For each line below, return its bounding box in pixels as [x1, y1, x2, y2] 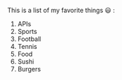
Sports [17, 28, 37, 35]
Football [17, 35, 42, 43]
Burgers [17, 65, 41, 73]
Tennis [17, 42, 37, 50]
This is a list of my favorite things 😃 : [7, 6, 115, 14]
